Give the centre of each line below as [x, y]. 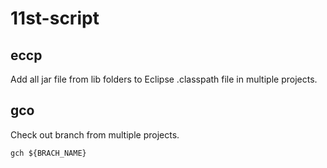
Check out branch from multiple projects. [95, 134]
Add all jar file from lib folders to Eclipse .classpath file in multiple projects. [164, 79]
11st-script [55, 18]
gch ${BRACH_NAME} [48, 153]
